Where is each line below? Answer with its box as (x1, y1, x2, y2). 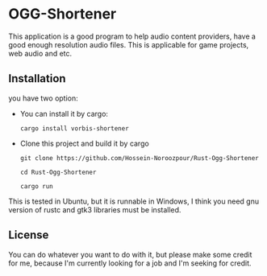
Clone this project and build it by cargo (19, 138, 149, 148)
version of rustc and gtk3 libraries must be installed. (8, 204, 181, 214)
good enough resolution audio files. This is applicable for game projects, (8, 39, 249, 49)
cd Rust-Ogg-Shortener (19, 168, 97, 176)
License (8, 229, 49, 242)
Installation (8, 72, 66, 85)
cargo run (19, 182, 54, 190)
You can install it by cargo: (19, 109, 109, 118)
